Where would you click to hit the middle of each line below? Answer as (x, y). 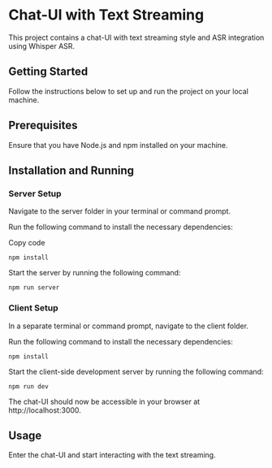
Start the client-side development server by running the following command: (136, 371)
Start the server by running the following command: (95, 273)
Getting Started (48, 72)
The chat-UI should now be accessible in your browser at (104, 401)
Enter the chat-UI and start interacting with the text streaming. (112, 455)
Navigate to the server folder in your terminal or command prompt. (120, 211)
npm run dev (28, 386)
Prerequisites (43, 126)
